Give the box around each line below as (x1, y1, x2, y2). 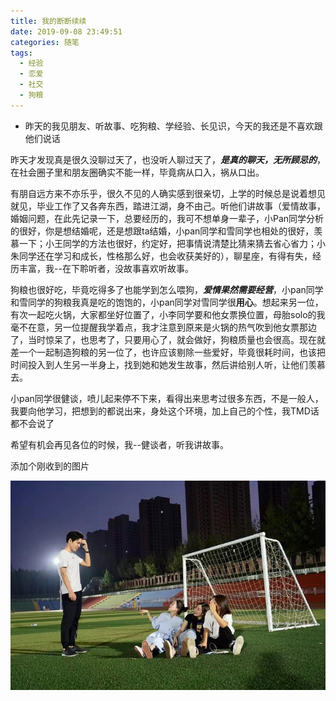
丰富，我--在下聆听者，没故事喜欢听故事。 (18, 262, 194, 274)
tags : (10, 48, 33, 58)
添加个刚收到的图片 (10, 460, 90, 472)
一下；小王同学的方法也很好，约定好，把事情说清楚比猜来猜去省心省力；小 (18, 237, 326, 249)
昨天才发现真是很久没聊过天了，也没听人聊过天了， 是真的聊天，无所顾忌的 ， (10, 153, 326, 165)
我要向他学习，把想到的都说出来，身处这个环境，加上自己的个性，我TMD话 (10, 405, 320, 417)
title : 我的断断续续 (10, 16, 87, 26)
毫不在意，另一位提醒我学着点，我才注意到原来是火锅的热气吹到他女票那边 (10, 321, 317, 333)
